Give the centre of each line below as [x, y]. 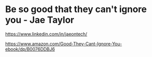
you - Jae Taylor [40, 20]
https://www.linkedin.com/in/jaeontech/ [46, 34]
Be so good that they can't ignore [76, 9]
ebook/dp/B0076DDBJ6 [30, 49]
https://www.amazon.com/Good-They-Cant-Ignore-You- [64, 43]
